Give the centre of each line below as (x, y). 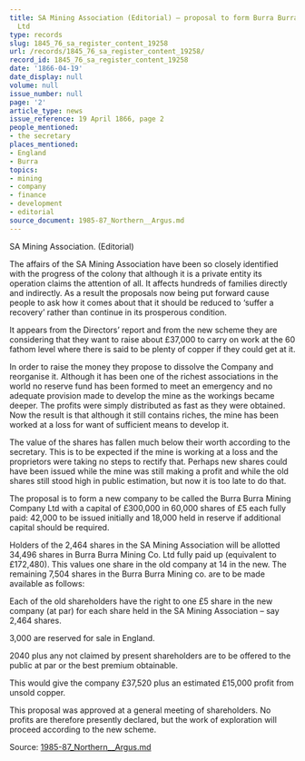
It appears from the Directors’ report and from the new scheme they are (143, 330)
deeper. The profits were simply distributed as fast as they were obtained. (148, 405)
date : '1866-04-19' (46, 69)
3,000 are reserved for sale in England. (83, 637)
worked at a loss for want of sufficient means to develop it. (119, 424)
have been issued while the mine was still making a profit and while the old (149, 471)
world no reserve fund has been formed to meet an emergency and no (141, 386)
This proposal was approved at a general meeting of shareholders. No (140, 710)
